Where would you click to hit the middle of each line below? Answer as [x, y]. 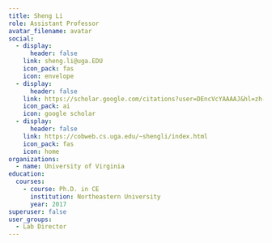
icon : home [41, 151]
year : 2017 [48, 204]
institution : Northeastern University [95, 196]
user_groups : [30, 220]
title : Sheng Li [36, 16]
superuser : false [38, 211]
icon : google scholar [59, 114]
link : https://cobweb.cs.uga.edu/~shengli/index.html [115, 136]
